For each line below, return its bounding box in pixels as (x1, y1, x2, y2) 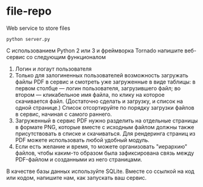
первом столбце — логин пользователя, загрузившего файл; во (15, 84, 181, 92)
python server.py (6, 36, 50, 42)
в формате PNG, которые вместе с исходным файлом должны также (15, 123, 194, 130)
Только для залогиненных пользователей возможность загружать (15, 71, 188, 79)
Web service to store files (6, 24, 71, 32)
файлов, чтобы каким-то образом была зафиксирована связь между (15, 149, 194, 157)
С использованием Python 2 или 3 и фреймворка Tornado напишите (6, 47, 184, 54)
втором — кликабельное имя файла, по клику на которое (15, 91, 165, 98)
